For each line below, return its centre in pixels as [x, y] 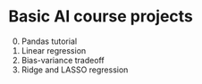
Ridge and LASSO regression [75, 70]
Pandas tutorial [49, 41]
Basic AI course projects [101, 17]
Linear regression [54, 50]
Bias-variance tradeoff [63, 60]
